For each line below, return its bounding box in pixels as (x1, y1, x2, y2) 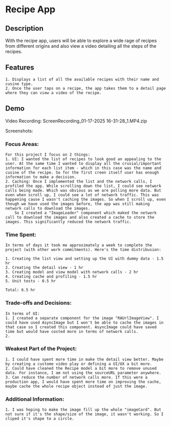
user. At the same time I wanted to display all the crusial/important (5, 161, 161, 166)
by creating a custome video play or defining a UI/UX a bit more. (5, 361, 153, 367)
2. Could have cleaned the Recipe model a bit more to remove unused (5, 366, 157, 371)
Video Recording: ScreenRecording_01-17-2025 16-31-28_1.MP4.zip (5, 118, 147, 124)
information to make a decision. (5, 174, 77, 180)
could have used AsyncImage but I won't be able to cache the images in (5, 320, 164, 325)
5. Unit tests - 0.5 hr (5, 279, 56, 284)
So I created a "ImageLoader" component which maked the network (14, 210, 157, 216)
